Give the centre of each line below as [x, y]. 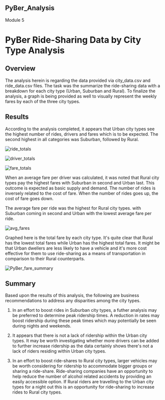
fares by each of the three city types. [43, 101]
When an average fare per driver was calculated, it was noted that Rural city [82, 178]
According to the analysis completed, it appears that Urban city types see [80, 129]
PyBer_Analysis [30, 8]
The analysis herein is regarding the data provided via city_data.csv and [78, 80]
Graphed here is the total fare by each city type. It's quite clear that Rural [79, 237]
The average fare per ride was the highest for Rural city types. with [73, 208]
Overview [20, 69]
